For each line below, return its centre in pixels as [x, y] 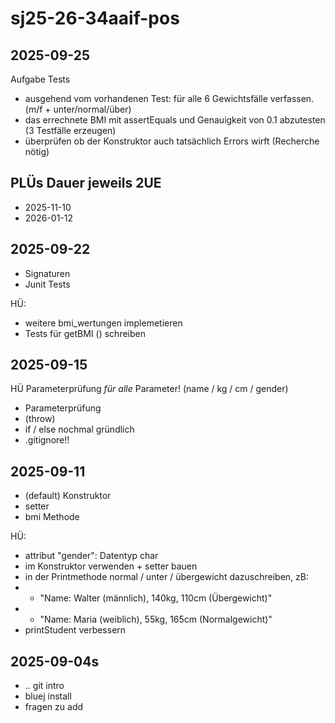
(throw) [40, 419]
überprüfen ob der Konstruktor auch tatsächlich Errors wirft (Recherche [172, 141]
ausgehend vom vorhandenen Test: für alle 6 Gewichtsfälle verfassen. [169, 98]
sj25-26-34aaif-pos [95, 18]
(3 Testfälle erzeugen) [70, 130]
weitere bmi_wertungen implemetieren [103, 323]
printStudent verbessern [75, 630]
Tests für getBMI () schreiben [85, 333]
